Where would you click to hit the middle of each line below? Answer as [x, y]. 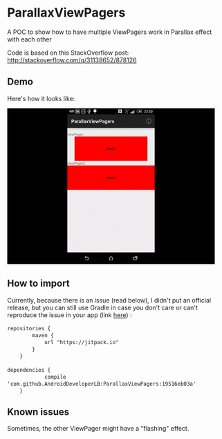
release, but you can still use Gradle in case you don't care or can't [103, 307]
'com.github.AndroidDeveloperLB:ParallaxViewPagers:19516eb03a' [102, 384]
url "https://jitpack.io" [81, 342]
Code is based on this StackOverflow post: [68, 53]
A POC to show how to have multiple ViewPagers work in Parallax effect [110, 32]
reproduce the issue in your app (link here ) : [70, 315]
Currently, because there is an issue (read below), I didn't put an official [109, 300]
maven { [43, 335]
